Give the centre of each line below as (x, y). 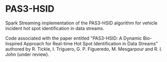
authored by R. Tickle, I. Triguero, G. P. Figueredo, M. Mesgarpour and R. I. (84, 49)
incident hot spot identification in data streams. (55, 28)
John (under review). (27, 54)
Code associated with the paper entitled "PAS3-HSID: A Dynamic (74, 38)
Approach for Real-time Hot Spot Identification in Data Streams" (91, 43)
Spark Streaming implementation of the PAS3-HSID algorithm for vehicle (81, 23)
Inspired (14, 43)
